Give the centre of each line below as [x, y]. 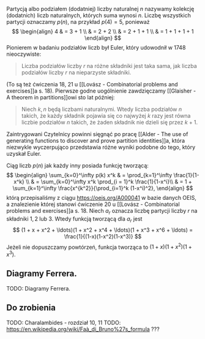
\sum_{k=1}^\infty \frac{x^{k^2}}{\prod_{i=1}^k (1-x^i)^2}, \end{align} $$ [103, 188]
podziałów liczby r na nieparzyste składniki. [76, 72]
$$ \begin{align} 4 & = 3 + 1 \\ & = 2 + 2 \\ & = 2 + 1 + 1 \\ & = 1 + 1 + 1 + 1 [103, 31]
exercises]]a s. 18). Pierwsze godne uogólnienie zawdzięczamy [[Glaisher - [101, 91]
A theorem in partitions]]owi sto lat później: [61, 97]
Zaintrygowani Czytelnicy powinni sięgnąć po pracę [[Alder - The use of [97, 134]
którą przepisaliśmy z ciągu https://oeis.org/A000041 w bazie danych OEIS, [102, 198]
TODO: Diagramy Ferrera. [38, 288]
